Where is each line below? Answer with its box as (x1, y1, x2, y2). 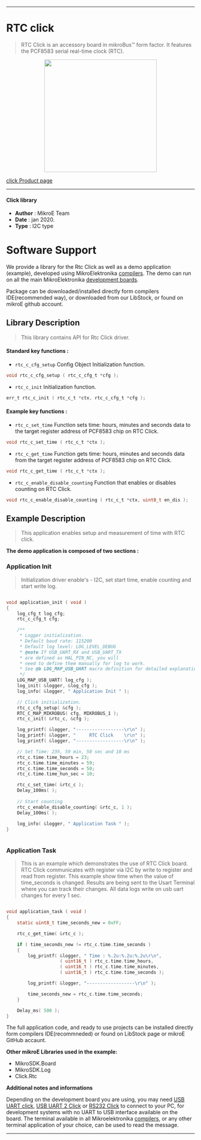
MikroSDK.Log (14, 1066, 51, 1073)
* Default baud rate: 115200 (19, 638, 93, 644)
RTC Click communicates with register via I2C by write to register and (20, 866, 193, 873)
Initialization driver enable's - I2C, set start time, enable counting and (20, 576, 191, 583)
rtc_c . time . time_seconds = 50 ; (17, 765, 95, 771)
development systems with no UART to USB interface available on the (6, 1109, 178, 1116)
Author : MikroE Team (14, 210, 70, 217)
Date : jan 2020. (14, 216, 55, 223)
